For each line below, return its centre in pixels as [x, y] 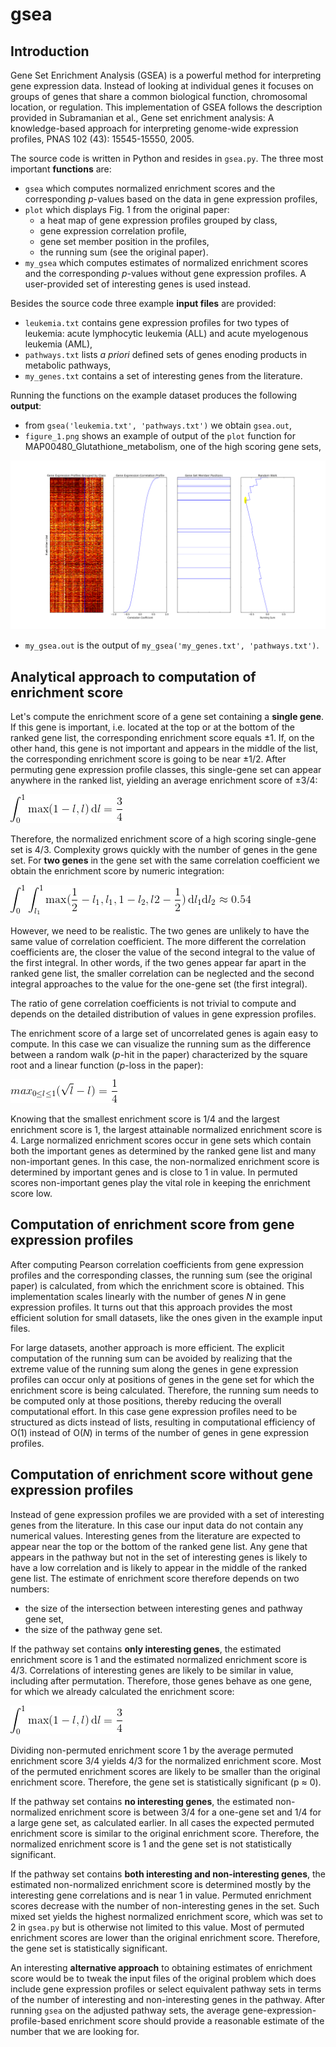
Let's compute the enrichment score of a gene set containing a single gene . [167, 717]
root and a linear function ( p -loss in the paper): [107, 1065]
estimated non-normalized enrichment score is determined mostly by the [161, 1884]
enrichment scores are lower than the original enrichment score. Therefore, [165, 1937]
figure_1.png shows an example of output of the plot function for [160, 436]
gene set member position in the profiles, [124, 241]
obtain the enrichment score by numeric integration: [117, 871]
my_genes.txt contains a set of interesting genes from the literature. [163, 376]
